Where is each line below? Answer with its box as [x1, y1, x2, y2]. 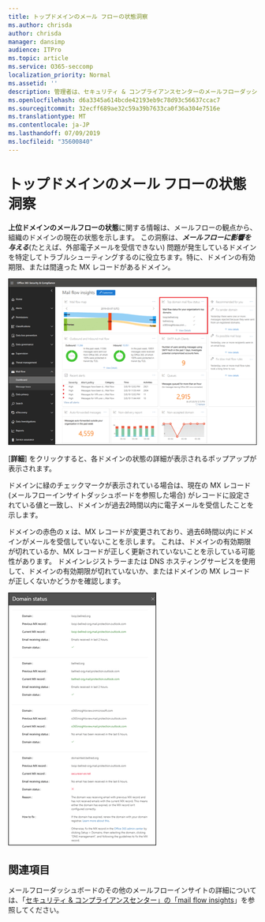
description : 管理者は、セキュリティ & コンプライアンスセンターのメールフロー [8, 88, 241, 96]
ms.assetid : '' [8, 79, 58, 87]
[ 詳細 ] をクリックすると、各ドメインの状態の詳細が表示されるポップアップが [8, 454, 257, 464]
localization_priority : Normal [8, 71, 111, 79]
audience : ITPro [8, 46, 62, 55]
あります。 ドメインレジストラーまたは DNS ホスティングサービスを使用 [21, 557, 256, 566]
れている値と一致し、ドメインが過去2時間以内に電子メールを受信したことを [8, 500, 255, 510]
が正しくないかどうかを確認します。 [8, 577, 125, 586]
